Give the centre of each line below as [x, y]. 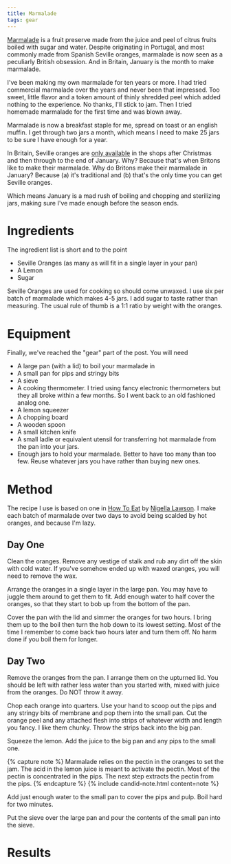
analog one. [34, 403]
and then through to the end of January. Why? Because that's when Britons [114, 160]
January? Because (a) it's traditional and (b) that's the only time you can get [114, 175]
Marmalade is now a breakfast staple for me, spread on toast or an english [112, 125]
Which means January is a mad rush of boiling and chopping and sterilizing [114, 195]
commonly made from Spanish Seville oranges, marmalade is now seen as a [115, 54]
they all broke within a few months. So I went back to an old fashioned [116, 395]
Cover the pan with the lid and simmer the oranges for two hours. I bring [109, 617]
